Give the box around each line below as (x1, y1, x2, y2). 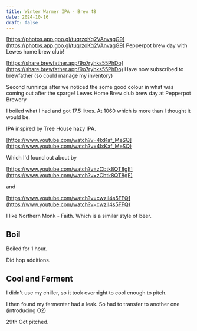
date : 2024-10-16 (6, 14, 49, 20)
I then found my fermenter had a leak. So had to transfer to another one (6, 301, 180, 307)
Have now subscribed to (124, 66, 184, 73)
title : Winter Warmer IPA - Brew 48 (6, 8, 96, 15)
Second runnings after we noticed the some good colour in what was (6, 84, 174, 91)
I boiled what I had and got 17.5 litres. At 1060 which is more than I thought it (6, 107, 191, 115)
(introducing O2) (6, 307, 47, 314)
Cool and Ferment (6, 273, 73, 283)
